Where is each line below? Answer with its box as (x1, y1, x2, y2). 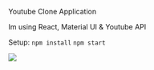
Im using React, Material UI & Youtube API (8, 22, 147, 31)
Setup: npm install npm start (8, 37, 106, 47)
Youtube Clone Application (8, 7, 97, 16)
